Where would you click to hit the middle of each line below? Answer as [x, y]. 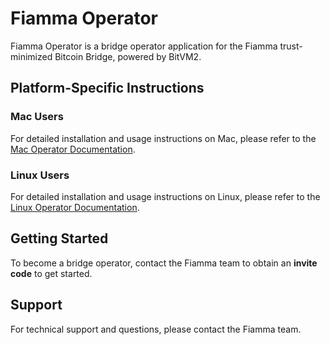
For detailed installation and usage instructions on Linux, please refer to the [165, 196]
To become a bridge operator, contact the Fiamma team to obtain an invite [164, 263]
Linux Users [40, 175]
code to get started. [51, 273]
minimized [31, 56]
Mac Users [37, 117]
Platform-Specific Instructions [107, 88]
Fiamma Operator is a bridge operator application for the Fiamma [144, 46]
